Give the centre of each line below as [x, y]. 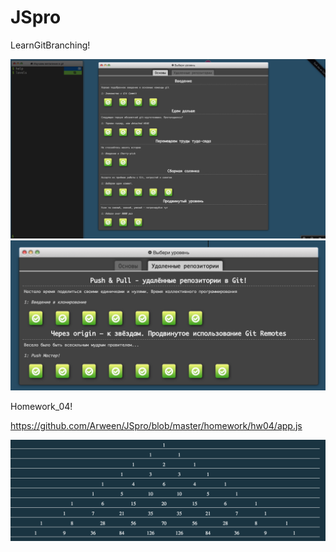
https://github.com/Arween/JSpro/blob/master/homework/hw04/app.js [156, 425]
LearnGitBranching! [50, 45]
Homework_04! [41, 406]
